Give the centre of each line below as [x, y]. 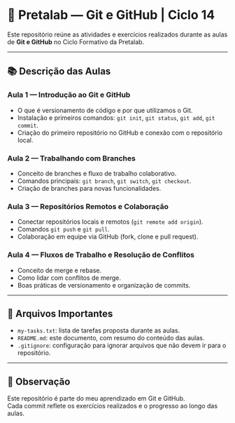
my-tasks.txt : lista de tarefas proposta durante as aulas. [99, 330]
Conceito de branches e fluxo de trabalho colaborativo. [97, 173]
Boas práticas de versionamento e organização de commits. [104, 285]
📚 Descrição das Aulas [59, 71]
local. [25, 140]
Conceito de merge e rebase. [59, 270]
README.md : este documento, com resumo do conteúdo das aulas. [111, 338]
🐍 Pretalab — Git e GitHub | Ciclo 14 [111, 15]
